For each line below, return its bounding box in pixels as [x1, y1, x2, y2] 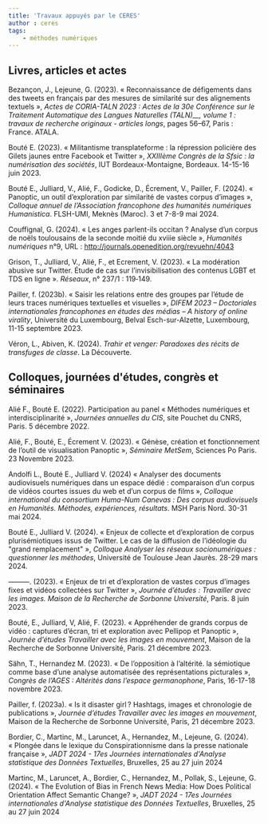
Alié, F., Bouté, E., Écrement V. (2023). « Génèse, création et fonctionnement [8, 436, 260, 446]
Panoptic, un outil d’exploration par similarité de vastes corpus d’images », [8, 193, 253, 202]
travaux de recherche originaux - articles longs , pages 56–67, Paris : [8, 119, 234, 129]
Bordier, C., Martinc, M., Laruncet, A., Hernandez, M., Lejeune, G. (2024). [8, 732, 249, 742]
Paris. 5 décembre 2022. [8, 421, 90, 431]
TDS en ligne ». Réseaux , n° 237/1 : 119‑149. [8, 274, 152, 284]
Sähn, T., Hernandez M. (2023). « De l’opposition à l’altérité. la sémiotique [8, 659, 250, 668]
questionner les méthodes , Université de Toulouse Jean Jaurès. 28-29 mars [8, 552, 258, 562]
